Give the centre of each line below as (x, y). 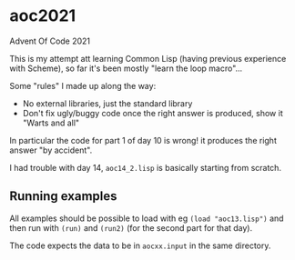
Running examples (63, 196)
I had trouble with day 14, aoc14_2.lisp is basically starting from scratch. (146, 167)
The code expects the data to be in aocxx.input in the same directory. (140, 245)
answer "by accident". (51, 150)
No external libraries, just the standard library (107, 103)
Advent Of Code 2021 (50, 41)
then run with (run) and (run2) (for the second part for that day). (131, 227)
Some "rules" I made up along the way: (83, 85)
